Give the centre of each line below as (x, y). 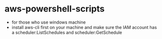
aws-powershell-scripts (55, 9)
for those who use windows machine (49, 22)
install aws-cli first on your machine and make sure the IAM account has (84, 27)
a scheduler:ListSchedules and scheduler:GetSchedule (67, 32)
